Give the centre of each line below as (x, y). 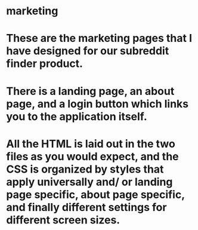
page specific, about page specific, (95, 194)
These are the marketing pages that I (99, 39)
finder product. (45, 64)
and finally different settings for (86, 207)
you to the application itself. (77, 116)
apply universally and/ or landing (89, 182)
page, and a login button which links (98, 104)
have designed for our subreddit (88, 51)
